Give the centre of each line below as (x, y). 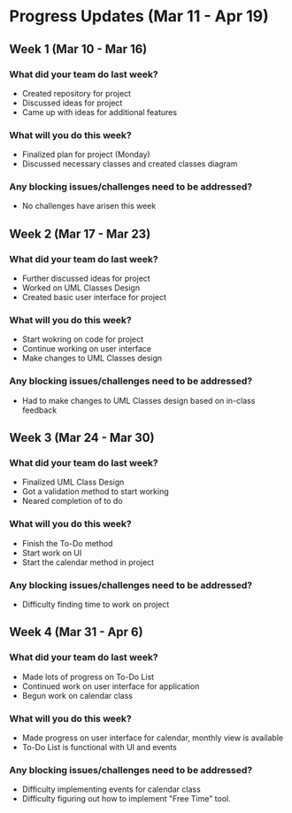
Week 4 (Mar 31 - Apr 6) (76, 632)
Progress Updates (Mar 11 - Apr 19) (139, 16)
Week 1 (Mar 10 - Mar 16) (78, 49)
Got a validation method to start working (96, 492)
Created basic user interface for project (94, 298)
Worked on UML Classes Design (81, 288)
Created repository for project (76, 93)
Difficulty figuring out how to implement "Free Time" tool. (127, 799)
